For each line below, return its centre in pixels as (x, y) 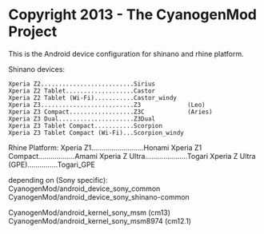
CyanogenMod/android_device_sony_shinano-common (99, 196)
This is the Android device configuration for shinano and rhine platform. (126, 54)
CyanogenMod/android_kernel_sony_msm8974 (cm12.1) (100, 220)
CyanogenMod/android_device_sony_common (84, 188)
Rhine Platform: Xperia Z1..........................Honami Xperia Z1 (105, 147)
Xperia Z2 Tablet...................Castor (82, 91)
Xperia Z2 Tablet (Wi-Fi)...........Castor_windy (93, 97)
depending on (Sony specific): (58, 180)
